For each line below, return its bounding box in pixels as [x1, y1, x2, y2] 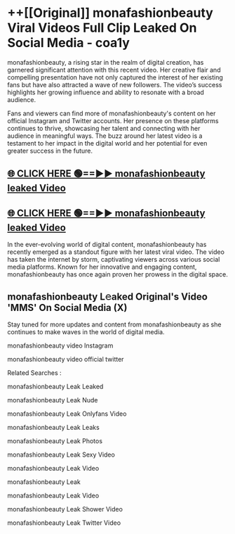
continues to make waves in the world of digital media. [7, 327, 165, 336]
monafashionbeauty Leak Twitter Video [7, 519, 121, 527]
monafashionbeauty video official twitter [7, 355, 124, 363]
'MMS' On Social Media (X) [7, 301, 128, 314]
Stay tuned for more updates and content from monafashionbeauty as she [7, 320, 222, 329]
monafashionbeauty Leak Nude [7, 395, 98, 404]
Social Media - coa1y [7, 35, 130, 51]
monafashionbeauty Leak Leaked [7, 382, 104, 390]
